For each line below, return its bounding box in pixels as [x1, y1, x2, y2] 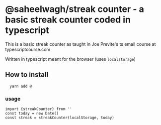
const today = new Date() [5, 111, 59, 116]
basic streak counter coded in [5, 14, 131, 25]
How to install [5, 71, 49, 79]
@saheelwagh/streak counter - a [5, 3, 144, 15]
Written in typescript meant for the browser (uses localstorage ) [5, 56, 136, 62]
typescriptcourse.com [5, 46, 51, 52]
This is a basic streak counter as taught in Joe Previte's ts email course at [5, 41, 156, 47]
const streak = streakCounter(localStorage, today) [5, 116, 114, 121]
